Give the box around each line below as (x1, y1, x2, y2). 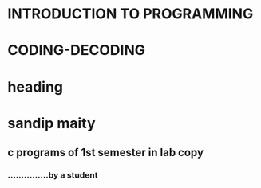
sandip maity (7, 114, 97, 132)
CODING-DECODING (7, 41, 145, 60)
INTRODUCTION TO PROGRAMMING (7, 5, 254, 23)
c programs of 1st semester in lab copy (7, 146, 204, 159)
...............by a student (7, 170, 98, 181)
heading (7, 77, 64, 96)
